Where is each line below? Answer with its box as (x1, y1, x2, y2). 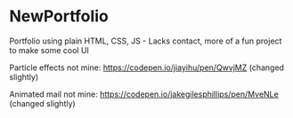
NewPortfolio (9, 6, 109, 27)
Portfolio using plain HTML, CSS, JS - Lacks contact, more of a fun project (9, 35, 282, 46)
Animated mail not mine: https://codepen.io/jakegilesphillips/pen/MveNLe (9, 89, 279, 99)
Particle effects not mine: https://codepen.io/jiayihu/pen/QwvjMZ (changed (9, 62, 285, 73)
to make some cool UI (9, 44, 89, 55)
